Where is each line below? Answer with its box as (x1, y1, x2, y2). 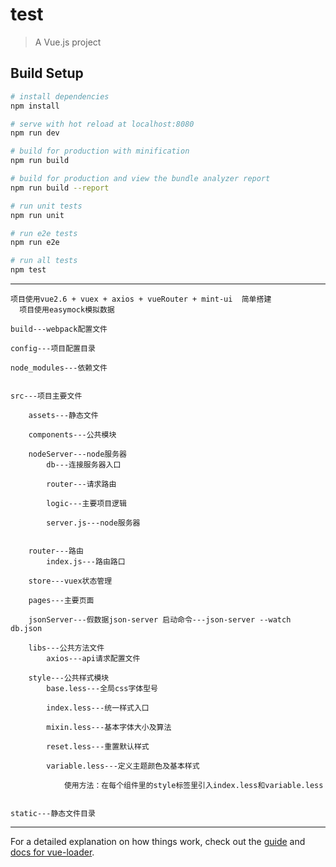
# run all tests (10, 256, 78, 266)
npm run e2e (10, 238, 60, 248)
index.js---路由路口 (46, 557, 126, 567)
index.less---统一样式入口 (46, 703, 150, 713)
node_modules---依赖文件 (10, 363, 108, 373)
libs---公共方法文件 (28, 643, 105, 653)
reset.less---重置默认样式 (46, 742, 150, 752)
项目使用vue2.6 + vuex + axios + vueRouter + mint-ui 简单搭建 (10, 294, 272, 304)
